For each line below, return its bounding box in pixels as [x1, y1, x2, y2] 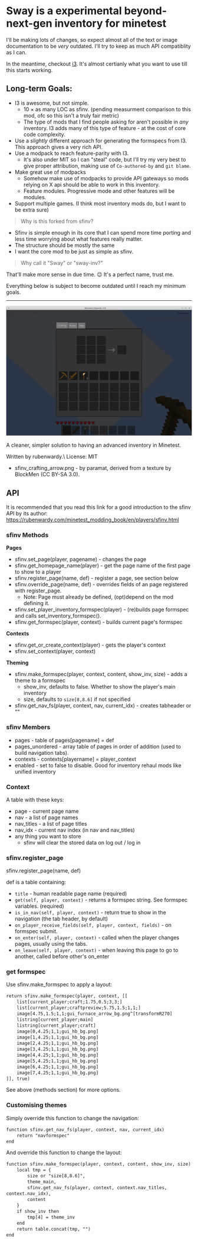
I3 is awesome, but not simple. [14, 99, 90, 106]
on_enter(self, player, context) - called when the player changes [14, 934, 180, 941]
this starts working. [6, 66, 53, 73]
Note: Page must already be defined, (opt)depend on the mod [23, 593, 174, 601]
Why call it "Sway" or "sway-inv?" [20, 259, 103, 267]
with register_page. [14, 587, 62, 595]
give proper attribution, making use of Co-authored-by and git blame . [23, 162, 192, 169]
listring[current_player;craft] [16, 1023, 96, 1029]
